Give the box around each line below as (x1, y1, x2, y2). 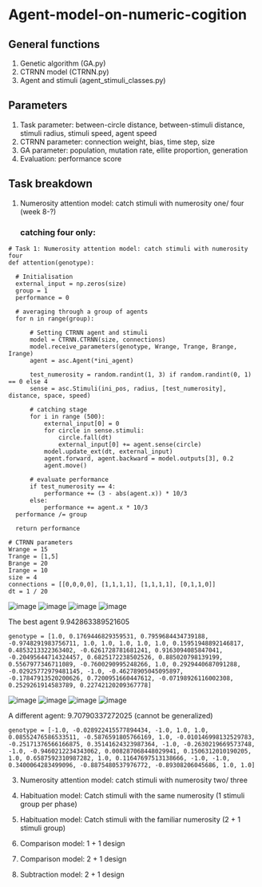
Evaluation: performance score (19, 153, 122, 163)
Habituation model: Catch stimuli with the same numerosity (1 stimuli (19, 790, 245, 800)
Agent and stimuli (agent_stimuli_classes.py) (19, 76, 166, 85)
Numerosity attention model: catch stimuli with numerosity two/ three (19, 775, 248, 785)
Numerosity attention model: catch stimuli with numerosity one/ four (19, 198, 244, 208)
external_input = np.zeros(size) (15, 280, 127, 288)
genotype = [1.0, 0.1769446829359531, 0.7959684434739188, (8, 632, 209, 640)
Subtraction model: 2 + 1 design (19, 869, 125, 879)
